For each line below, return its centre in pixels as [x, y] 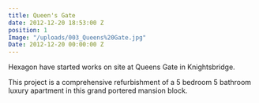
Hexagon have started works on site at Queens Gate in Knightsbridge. [122, 67]
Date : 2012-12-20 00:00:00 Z [56, 45]
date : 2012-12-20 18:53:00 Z [56, 23]
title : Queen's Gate [42, 15]
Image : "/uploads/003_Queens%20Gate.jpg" [77, 37]
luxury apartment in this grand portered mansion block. [98, 90]
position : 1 [28, 30]
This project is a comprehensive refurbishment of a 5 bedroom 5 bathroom [129, 83]
